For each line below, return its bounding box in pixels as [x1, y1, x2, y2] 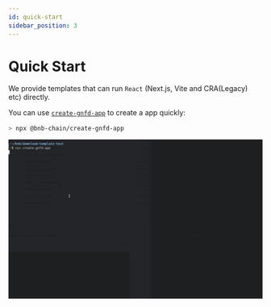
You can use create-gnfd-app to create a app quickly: [8, 108, 186, 118]
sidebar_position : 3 [8, 21, 78, 30]
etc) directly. [8, 93, 50, 102]
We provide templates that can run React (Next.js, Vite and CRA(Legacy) [8, 84, 248, 93]
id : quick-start [8, 13, 63, 21]
